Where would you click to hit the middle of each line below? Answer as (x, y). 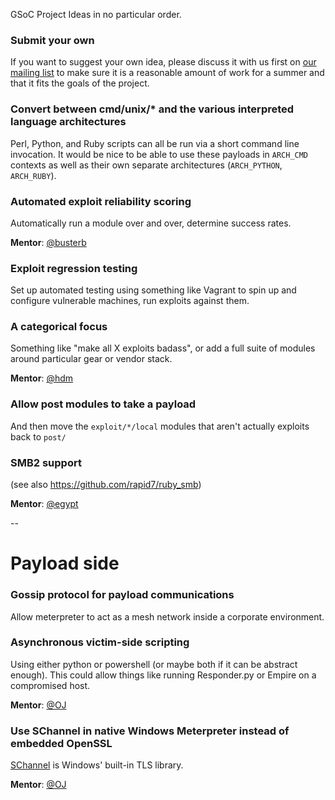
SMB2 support (46, 462)
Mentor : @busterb (48, 242)
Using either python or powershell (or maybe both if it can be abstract (154, 664)
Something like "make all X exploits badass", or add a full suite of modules (163, 348)
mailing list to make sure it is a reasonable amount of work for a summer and (167, 73)
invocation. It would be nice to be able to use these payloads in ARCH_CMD (159, 154)
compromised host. (50, 685)
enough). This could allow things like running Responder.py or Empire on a (163, 675)
